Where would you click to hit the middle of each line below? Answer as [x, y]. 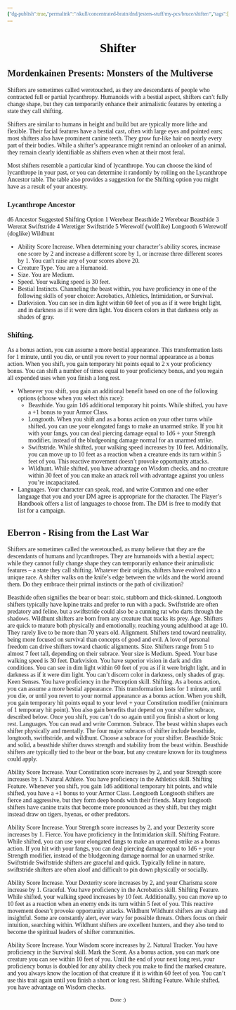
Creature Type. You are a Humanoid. [63, 268]
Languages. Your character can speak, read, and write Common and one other [113, 490]
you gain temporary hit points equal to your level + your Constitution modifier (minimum [118, 703]
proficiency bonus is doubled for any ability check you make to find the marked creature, [117, 966]
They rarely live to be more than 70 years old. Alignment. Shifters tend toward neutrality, [117, 633]
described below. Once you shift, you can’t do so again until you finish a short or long [113, 717]
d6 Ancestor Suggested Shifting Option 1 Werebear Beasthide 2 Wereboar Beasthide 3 [113, 219]
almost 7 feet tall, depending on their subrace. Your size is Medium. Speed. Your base [112, 654]
